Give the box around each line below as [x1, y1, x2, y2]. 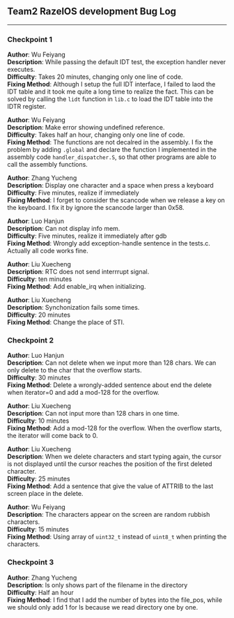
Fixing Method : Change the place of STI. [7, 318, 125, 326]
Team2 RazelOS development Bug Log [7, 6, 176, 17]
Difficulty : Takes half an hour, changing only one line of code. [7, 130, 185, 139]
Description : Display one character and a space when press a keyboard [7, 181, 214, 190]
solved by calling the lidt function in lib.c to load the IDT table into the [7, 95, 214, 103]
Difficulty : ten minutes [7, 275, 72, 283]
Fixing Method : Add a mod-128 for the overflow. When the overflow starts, [7, 424, 222, 432]
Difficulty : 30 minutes [7, 373, 71, 382]
